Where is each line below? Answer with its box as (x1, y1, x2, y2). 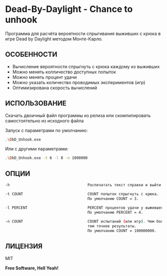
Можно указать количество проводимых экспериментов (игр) (12, 79, 146, 85)
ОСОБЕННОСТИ (5, 50, 58, 59)
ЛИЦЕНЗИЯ (5, 242, 43, 251)
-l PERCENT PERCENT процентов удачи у (5, 205, 143, 210)
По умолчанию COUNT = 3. (87, 196, 139, 201)
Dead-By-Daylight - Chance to (5, 3, 133, 15)
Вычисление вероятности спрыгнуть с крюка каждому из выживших (12, 63, 160, 69)
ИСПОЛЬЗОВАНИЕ (5, 99, 67, 108)
